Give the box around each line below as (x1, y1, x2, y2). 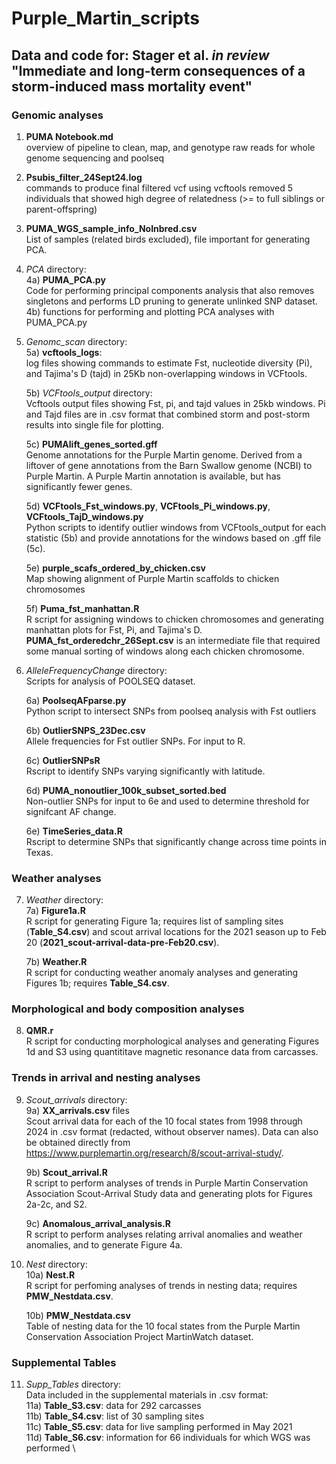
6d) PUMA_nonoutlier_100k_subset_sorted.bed (25, 784, 227, 796)
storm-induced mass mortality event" (11, 78, 253, 95)
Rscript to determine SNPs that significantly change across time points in (25, 835, 327, 847)
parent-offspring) (25, 203, 98, 215)
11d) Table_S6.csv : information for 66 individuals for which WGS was (25, 1432, 311, 1444)
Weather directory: (25, 894, 104, 906)
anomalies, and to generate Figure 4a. (25, 1238, 183, 1251)
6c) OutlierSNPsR (25, 754, 101, 766)
